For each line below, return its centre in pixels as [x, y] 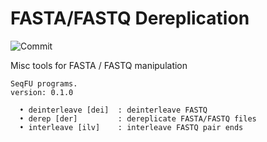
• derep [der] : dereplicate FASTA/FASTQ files [138, 118]
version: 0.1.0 [42, 92]
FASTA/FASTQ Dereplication [130, 18]
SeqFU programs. [44, 83]
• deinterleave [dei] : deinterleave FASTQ [113, 110]
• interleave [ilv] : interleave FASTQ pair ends [131, 127]
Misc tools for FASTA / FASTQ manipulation [99, 65]
